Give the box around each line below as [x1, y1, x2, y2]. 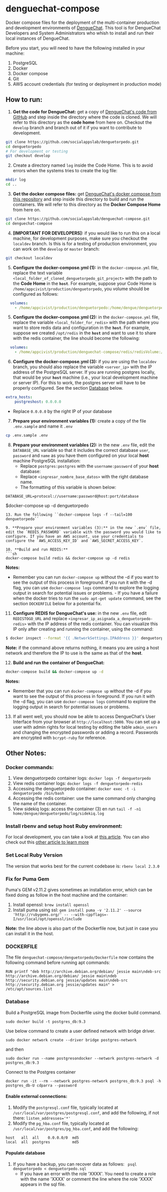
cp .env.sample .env [5, 433, 49, 438]
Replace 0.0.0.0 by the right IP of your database [12, 408, 112, 414]
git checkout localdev [5, 255, 53, 260]
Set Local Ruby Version [5, 852, 63, 859]
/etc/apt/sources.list [5, 986, 53, 992]
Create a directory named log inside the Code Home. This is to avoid [12, 162, 153, 168]
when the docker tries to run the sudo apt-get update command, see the [12, 595, 162, 601]
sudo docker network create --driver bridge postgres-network [5, 1037, 137, 1043]
